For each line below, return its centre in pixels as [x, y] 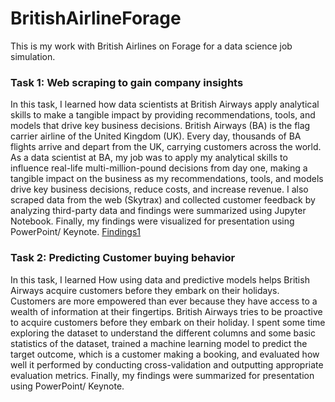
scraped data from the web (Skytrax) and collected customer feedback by [163, 200]
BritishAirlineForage [96, 18]
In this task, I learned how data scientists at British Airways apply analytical [165, 104]
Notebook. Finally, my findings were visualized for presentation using [152, 221]
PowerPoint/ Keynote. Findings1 [76, 232]
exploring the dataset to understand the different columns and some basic [163, 333]
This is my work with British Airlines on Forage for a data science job [151, 46]
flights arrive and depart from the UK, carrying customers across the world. [166, 147]
